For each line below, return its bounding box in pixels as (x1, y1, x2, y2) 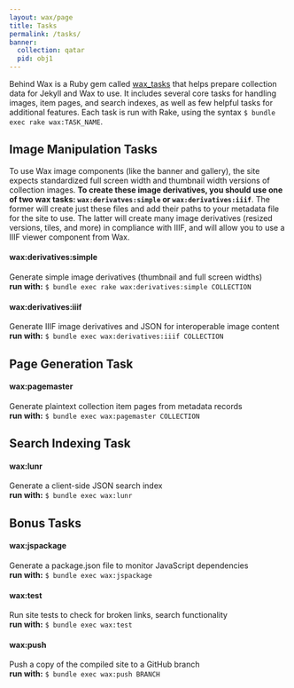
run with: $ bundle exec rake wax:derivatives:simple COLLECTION (9, 281, 251, 292)
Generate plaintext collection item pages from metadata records (9, 400, 243, 411)
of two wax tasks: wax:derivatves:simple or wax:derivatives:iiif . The (9, 194, 270, 204)
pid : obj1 (17, 54, 53, 63)
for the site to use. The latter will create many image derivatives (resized (9, 212, 273, 223)
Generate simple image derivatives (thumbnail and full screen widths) (9, 272, 263, 282)
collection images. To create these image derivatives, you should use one (9, 184, 283, 195)
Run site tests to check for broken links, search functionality (9, 610, 228, 621)
